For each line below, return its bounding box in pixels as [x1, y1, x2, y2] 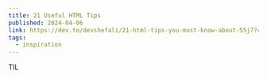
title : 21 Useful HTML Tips [8, 11, 102, 20]
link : [8, 26, 26, 34]
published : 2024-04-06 [8, 19, 83, 27]
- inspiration [15, 41, 62, 49]
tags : [8, 33, 26, 42]
